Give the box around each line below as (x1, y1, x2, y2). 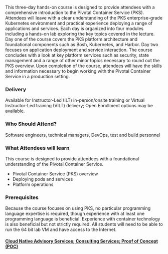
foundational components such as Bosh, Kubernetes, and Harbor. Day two (5, 42, 158, 47)
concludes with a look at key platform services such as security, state (5, 52, 149, 58)
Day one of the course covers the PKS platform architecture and (5, 36, 138, 42)
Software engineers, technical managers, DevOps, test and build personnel (5, 132, 160, 138)
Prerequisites (5, 194, 39, 201)
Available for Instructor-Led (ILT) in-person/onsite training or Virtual (5, 97, 145, 103)
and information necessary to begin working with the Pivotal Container (5, 68, 151, 74)
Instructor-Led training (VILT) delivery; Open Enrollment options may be (5, 103, 153, 109)
